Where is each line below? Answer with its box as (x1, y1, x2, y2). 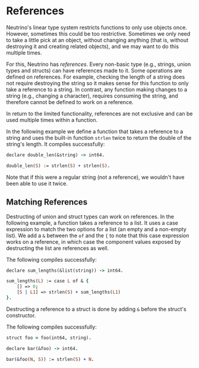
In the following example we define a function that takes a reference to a (6, 128, 184, 135)
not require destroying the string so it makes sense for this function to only (6, 79, 189, 87)
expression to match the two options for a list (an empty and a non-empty (6, 225, 187, 232)
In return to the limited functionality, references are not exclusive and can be (6, 110, 193, 117)
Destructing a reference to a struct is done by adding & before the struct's (6, 305, 187, 313)
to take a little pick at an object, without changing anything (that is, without (6, 36, 189, 43)
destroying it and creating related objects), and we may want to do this (6, 43, 179, 50)
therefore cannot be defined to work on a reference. (6, 98, 134, 105)
